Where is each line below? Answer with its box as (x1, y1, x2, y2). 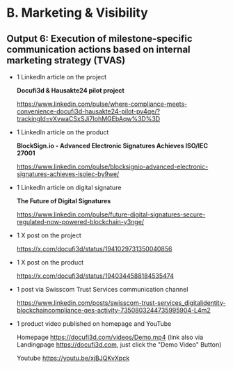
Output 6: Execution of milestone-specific (6, 33, 193, 45)
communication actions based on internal (6, 43, 191, 55)
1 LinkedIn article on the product (16, 128, 109, 136)
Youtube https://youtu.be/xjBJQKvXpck (16, 354, 130, 362)
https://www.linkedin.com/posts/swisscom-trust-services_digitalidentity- (16, 299, 226, 307)
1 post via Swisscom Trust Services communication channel (16, 285, 188, 293)
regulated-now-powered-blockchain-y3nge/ (16, 218, 144, 226)
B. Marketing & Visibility (6, 5, 149, 21)
